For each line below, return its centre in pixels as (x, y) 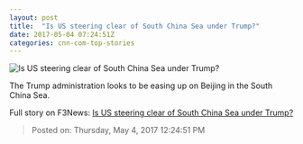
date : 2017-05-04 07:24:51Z (62, 34)
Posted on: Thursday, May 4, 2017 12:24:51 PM (118, 130)
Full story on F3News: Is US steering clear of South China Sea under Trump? (151, 112)
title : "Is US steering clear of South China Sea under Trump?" (134, 26)
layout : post (34, 18)
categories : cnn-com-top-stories (72, 43)
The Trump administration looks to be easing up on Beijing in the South (141, 85)
